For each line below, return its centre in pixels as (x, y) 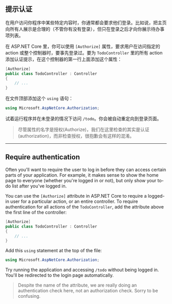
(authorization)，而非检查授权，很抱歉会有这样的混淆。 (76, 136)
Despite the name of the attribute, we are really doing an (77, 285)
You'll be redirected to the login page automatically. (60, 275)
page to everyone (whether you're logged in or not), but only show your (81, 180)
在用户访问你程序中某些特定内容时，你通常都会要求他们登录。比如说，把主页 (86, 23)
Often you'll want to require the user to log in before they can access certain (86, 169)
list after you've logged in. (39, 186)
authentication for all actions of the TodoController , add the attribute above (84, 206)
